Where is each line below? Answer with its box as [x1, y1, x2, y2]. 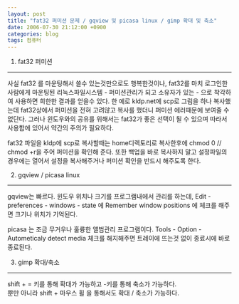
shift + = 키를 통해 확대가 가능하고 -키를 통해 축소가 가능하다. [7, 280, 177, 288]
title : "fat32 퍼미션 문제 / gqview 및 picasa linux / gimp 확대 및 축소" [7, 17, 218, 24]
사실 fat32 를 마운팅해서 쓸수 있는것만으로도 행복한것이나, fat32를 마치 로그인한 [7, 79, 228, 88]
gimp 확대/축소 [17, 258, 60, 267]
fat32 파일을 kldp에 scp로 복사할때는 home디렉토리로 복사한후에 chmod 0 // [7, 139, 222, 147]
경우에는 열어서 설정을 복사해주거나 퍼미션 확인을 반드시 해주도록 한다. [7, 157, 201, 165]
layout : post [7, 10, 46, 18]
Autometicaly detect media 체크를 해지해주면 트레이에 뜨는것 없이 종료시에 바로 [7, 234, 230, 243]
